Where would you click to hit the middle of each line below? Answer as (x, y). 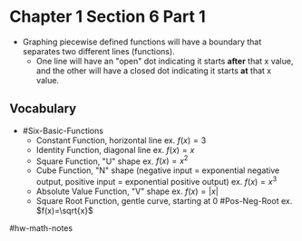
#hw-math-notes (41, 228)
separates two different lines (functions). (98, 51)
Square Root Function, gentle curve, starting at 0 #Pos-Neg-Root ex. (164, 201)
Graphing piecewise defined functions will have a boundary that (142, 42)
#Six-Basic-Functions (63, 130)
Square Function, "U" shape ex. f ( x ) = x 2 (112, 160)
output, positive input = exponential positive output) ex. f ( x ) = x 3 (156, 181)
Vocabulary (43, 109)
